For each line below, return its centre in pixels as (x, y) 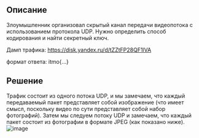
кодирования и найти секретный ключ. (58, 38)
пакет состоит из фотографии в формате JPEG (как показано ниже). (96, 121)
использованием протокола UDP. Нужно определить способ (86, 31)
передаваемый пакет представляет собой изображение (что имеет (95, 102)
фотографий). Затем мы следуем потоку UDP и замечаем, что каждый (99, 115)
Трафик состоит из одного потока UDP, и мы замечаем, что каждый (96, 96)
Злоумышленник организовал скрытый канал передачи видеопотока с (100, 25)
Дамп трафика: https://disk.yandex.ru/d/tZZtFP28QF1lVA (79, 50)
